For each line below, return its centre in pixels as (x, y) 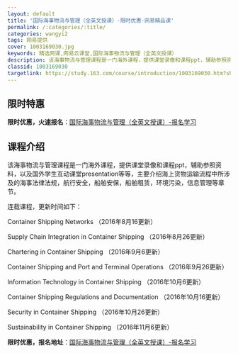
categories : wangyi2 (38, 34)
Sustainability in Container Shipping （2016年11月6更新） (90, 327)
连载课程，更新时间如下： (45, 207)
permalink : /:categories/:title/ (57, 27)
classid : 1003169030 (38, 67)
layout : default (31, 14)
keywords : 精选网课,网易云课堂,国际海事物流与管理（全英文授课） (92, 54)
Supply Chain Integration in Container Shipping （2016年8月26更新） (108, 237)
